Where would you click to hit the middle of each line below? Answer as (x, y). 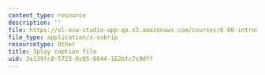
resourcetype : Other (42, 45)
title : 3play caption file (52, 52)
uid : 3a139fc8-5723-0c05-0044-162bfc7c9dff (81, 59)
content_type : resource (47, 15)
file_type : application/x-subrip (63, 37)
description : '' (35, 23)
